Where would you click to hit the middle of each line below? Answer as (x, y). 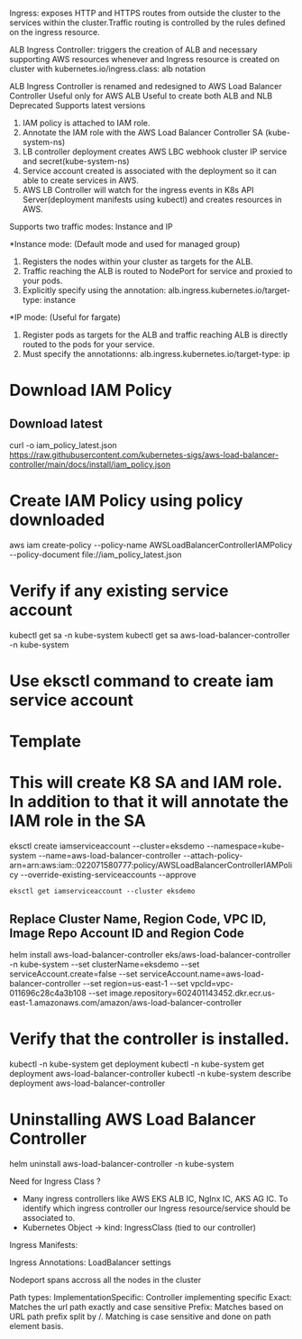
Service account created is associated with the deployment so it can (149, 171)
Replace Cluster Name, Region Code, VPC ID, (138, 919)
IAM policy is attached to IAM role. (86, 123)
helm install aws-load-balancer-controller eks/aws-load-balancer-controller (150, 954)
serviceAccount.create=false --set (73, 974)
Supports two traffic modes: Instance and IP (91, 226)
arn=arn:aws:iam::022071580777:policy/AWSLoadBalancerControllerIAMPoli (151, 866)
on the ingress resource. (55, 32)
